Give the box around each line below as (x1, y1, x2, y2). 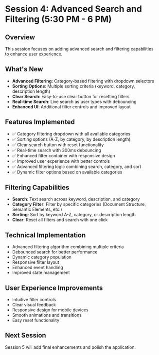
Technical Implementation (5, 231, 86, 239)
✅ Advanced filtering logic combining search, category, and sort (12, 164, 141, 169)
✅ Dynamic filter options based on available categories (12, 169, 123, 175)
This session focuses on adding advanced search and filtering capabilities (5, 46, 154, 51)
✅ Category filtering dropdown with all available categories (12, 131, 131, 136)
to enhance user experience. (5, 51, 63, 57)
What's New (5, 65, 43, 73)
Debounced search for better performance (12, 249, 98, 255)
